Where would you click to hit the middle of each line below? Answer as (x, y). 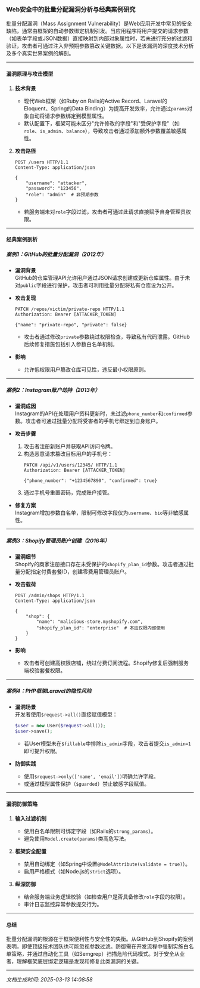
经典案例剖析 (22, 239)
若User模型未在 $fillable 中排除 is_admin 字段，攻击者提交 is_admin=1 (107, 743)
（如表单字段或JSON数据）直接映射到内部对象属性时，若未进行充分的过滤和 (99, 38)
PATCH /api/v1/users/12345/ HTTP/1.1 (71, 465)
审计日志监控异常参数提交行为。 (63, 904)
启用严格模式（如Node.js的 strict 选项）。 (74, 871)
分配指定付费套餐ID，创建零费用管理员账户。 (75, 572)
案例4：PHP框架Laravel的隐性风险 (49, 691)
